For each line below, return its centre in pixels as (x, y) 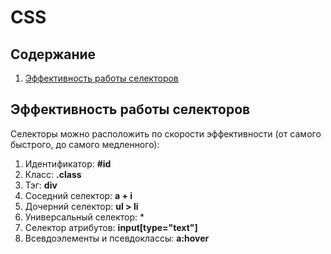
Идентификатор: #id (68, 163)
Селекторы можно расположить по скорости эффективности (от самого (166, 133)
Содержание (53, 54)
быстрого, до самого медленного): (85, 144)
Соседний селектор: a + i (78, 195)
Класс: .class (53, 174)
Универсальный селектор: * (84, 217)
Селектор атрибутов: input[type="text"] (111, 227)
